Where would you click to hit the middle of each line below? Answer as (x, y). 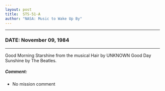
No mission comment (34, 84)
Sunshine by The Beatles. (31, 60)
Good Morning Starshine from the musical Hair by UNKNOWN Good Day (78, 55)
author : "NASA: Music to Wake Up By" (44, 18)
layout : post (18, 9)
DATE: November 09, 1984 (37, 40)
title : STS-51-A (23, 14)
